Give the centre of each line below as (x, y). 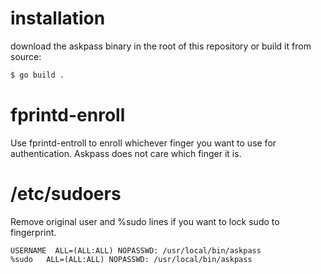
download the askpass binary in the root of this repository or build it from (161, 46)
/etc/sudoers (66, 193)
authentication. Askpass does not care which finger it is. (126, 153)
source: (26, 56)
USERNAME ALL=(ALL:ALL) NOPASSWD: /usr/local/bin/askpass (136, 250)
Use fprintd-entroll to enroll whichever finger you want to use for (143, 143)
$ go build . (37, 75)
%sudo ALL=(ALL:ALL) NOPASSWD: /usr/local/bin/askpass (131, 259)
